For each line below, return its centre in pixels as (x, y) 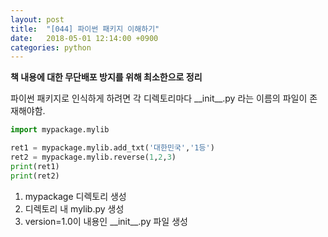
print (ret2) (35, 176)
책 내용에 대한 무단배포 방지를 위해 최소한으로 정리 (106, 77)
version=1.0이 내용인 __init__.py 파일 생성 (106, 221)
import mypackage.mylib (60, 130)
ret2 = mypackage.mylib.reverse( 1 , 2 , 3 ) (93, 157)
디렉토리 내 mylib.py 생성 (74, 208)
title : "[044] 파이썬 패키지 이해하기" (85, 29)
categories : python (51, 47)
